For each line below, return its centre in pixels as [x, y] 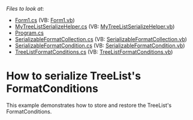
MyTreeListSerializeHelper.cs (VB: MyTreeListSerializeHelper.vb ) [95, 27]
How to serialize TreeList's [74, 76]
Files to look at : [25, 9]
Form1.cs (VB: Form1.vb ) [45, 20]
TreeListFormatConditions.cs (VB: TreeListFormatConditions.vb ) [94, 52]
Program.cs [29, 33]
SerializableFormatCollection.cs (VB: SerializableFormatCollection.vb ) [101, 39]
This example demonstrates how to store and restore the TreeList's [89, 105]
